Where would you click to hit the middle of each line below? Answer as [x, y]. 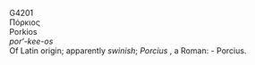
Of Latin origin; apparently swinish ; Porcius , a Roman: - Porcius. [128, 51]
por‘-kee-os [31, 41]
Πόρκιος [25, 22]
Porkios [23, 32]
